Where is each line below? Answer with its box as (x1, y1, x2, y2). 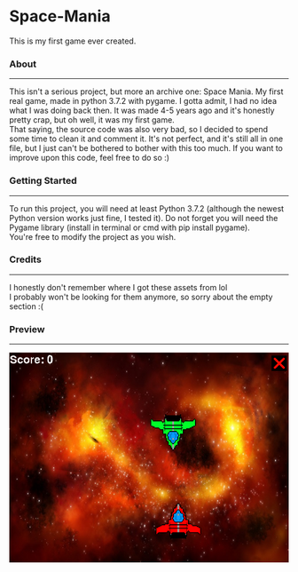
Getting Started (9, 175, 77, 187)
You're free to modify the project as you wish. (9, 231, 176, 242)
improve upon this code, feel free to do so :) (9, 153, 170, 163)
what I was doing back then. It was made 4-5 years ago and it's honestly (9, 105, 275, 116)
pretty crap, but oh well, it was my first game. (9, 115, 175, 125)
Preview (9, 322, 45, 335)
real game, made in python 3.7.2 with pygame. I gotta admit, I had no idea (9, 96, 278, 107)
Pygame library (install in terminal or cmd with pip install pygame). (9, 222, 250, 233)
